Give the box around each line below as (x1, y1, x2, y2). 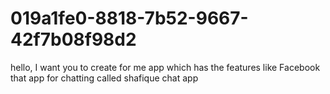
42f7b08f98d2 (10, 28, 137, 51)
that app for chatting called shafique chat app (10, 72, 199, 84)
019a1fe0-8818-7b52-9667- (10, 7, 249, 30)
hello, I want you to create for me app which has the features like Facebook (10, 61, 321, 73)
